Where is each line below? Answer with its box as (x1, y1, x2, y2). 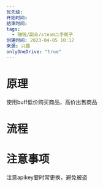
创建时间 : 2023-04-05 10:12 (6, 37, 75, 43)
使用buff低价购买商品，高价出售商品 (6, 98, 97, 106)
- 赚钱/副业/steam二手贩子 (12, 32, 74, 38)
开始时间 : (6, 15, 28, 21)
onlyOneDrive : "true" (6, 49, 62, 55)
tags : (6, 26, 20, 32)
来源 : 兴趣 (6, 43, 31, 50)
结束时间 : (6, 20, 28, 26)
